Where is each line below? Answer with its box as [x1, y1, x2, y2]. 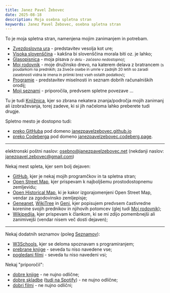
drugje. [5, 108, 20, 114]
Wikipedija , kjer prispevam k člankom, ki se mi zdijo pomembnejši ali [12, 211, 155, 217]
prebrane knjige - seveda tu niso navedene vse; [12, 246, 112, 252]
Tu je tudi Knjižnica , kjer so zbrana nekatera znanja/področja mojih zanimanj [5, 98, 164, 104]
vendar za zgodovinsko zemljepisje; [12, 195, 88, 201]
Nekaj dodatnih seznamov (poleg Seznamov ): [5, 231, 100, 237]
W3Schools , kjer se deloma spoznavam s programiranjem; [12, 241, 135, 247]
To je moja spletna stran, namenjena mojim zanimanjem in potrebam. [5, 36, 148, 42]
